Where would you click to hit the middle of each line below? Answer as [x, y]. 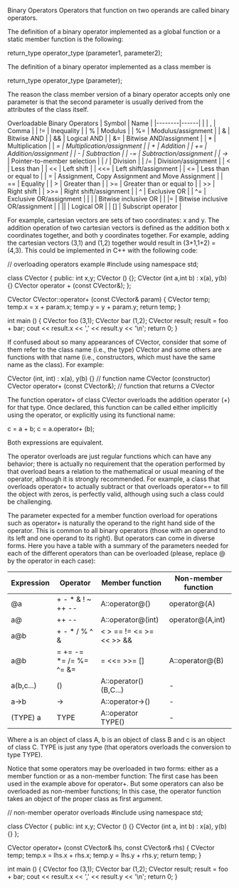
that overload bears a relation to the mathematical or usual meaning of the [116, 471]
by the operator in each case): [52, 561]
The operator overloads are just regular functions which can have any [110, 456]
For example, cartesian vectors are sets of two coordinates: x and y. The [113, 220]
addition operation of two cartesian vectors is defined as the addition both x [118, 228]
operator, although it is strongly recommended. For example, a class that [114, 479]
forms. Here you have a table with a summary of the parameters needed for [118, 546]
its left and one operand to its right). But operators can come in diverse [111, 538]
